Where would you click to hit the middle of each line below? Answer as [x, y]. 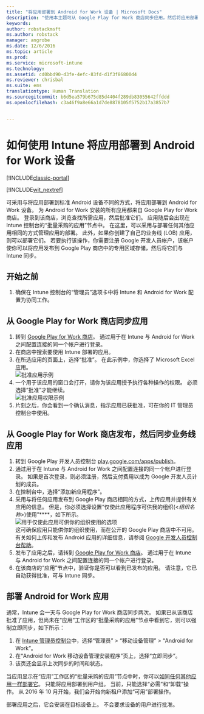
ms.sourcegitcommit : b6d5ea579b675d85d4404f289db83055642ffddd [88, 97]
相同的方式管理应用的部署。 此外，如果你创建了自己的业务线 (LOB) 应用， [103, 233]
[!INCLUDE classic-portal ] [38, 178]
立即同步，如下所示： [38, 627]
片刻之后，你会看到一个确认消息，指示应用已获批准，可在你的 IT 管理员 [104, 405]
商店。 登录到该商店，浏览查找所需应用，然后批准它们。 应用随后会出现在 [98, 217]
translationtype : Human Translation [53, 91]
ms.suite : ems [24, 86]
